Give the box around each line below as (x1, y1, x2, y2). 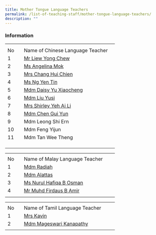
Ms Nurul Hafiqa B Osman (23, 180, 83, 186)
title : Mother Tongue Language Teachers (5, 7, 89, 12)
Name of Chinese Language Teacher (23, 47, 108, 54)
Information (5, 32, 34, 39)
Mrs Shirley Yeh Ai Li (23, 103, 71, 109)
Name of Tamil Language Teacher (23, 205, 101, 212)
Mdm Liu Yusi (23, 94, 55, 101)
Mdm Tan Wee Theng (23, 134, 73, 141)
